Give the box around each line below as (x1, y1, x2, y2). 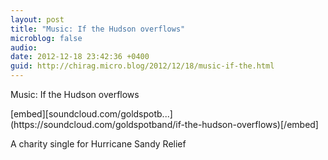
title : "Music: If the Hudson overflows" (10, 24, 186, 34)
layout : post (10, 14, 65, 25)
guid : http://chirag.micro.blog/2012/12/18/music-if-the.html (10, 61, 275, 71)
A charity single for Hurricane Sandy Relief (10, 138, 187, 150)
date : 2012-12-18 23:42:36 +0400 (10, 52, 150, 62)
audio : (10, 42, 38, 53)
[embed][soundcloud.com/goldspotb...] (10, 108, 173, 120)
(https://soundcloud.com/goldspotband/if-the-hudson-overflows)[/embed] (10, 119, 319, 130)
